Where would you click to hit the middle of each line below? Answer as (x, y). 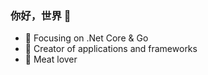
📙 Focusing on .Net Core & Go (86, 38)
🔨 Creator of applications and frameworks (111, 49)
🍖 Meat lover (51, 59)
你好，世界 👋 (41, 15)
